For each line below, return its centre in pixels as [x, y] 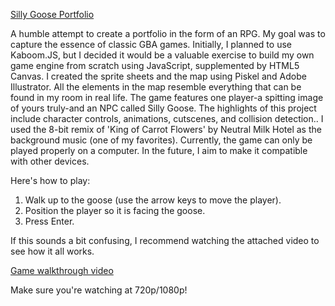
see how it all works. [52, 251]
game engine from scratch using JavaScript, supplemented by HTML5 [155, 65]
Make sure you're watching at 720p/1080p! [99, 290]
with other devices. [50, 161]
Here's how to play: [50, 180]
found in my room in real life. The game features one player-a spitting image [167, 97]
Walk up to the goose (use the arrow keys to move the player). [153, 200]
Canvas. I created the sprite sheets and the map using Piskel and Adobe [158, 76]
